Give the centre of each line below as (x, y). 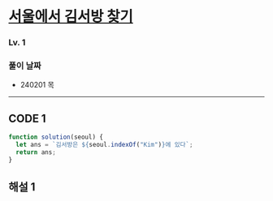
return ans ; (36, 152)
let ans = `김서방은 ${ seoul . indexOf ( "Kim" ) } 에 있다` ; (104, 145)
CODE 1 (27, 118)
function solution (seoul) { (56, 137)
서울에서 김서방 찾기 (71, 17)
